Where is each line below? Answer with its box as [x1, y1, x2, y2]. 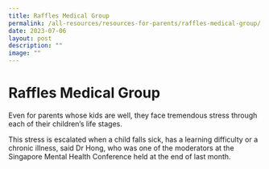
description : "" [8, 42, 63, 50]
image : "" [8, 49, 42, 57]
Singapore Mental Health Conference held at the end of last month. [8, 151, 231, 161]
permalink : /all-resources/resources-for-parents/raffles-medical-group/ [8, 19, 262, 27]
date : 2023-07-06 [8, 27, 67, 35]
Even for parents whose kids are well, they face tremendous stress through [8, 110, 258, 120]
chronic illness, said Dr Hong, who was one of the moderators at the [8, 142, 235, 153]
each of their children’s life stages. [8, 118, 122, 129]
